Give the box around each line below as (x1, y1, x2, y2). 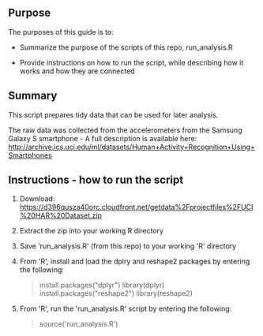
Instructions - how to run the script (8, 174, 184, 187)
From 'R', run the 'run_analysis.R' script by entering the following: (19, 304, 232, 314)
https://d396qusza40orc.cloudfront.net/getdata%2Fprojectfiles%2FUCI (19, 203, 254, 212)
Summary (8, 89, 58, 103)
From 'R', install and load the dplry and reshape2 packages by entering (19, 256, 250, 267)
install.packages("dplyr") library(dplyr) (39, 280, 165, 290)
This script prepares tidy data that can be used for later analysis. (8, 110, 219, 119)
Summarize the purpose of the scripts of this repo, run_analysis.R (19, 43, 233, 52)
